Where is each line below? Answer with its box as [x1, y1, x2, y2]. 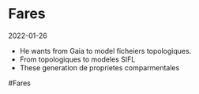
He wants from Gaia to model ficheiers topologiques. [19, 46, 192, 55]
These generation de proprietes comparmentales [19, 62, 180, 72]
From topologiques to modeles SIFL [19, 55, 136, 64]
